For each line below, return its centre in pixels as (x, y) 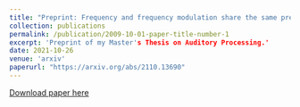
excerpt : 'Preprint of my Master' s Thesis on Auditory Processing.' (139, 42)
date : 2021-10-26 (42, 51)
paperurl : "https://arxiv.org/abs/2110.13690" (97, 68)
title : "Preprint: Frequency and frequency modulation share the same (143, 17)
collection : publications (57, 26)
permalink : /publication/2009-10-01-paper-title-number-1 (119, 34)
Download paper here (49, 92)
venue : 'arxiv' (37, 59)
